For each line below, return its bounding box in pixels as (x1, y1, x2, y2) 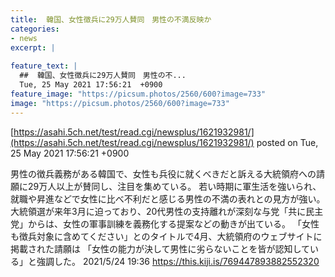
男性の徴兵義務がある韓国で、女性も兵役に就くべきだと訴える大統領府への (10, 167, 317, 180)
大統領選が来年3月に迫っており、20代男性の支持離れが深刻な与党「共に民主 (10, 205, 324, 217)
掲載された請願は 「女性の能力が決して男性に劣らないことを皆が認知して (10, 242, 311, 255)
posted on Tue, (256, 136, 319, 148)
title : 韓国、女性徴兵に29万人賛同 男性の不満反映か (10, 14, 212, 25)
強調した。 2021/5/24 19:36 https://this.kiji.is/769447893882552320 (36, 255, 320, 267)
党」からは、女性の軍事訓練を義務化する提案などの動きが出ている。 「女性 (10, 217, 320, 230)
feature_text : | (10, 61, 78, 71)
